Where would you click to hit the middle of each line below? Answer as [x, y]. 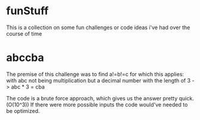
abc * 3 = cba [28, 87]
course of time [24, 33]
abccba [25, 58]
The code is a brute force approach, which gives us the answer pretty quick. [100, 98]
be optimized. [23, 110]
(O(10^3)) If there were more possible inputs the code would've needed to [97, 105]
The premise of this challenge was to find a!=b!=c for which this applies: [95, 74]
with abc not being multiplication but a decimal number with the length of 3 [99, 80]
